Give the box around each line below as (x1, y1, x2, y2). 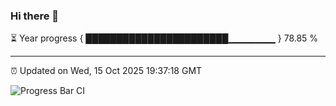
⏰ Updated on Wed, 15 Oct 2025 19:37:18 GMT (10, 65, 203, 77)
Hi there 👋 (10, 9, 60, 23)
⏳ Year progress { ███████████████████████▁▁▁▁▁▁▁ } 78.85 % (10, 32, 319, 44)
